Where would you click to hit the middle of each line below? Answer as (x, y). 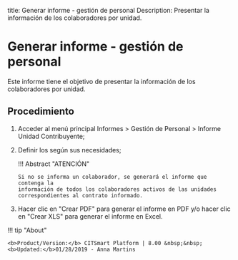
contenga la (35, 183)
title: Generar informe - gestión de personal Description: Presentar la (108, 10)
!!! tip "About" (27, 230)
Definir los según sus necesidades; (69, 150)
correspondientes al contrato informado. (80, 195)
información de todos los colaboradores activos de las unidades (117, 189)
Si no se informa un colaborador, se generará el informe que (112, 177)
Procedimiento (41, 111)
